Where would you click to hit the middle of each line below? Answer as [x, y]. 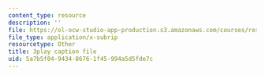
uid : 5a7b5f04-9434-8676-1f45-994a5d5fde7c [81, 59]
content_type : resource [47, 15]
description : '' [35, 23]
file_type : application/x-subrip [63, 37]
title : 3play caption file [52, 52]
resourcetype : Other [42, 45]
